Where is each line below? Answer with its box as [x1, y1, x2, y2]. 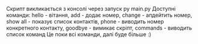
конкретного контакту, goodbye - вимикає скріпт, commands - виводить [6, 24, 193, 31]
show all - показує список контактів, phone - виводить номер [6, 18, 164, 25]
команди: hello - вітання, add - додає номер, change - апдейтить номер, [6, 11, 193, 19]
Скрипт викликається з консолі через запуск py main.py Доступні [6, 5, 176, 12]
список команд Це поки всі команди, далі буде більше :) [6, 31, 152, 38]
